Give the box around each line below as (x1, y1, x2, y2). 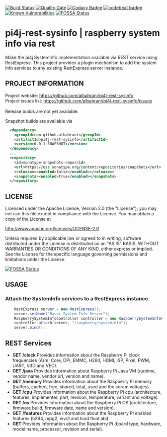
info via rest (5, 38, 55, 49)
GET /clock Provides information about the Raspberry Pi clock (12, 352, 140, 358)
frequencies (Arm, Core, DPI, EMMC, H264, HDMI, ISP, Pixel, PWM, (12, 357, 151, 363)
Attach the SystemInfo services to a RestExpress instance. (5, 295, 150, 302)
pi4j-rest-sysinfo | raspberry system (5, 27, 160, 39)
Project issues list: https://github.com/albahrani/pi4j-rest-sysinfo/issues (5, 97, 153, 104)
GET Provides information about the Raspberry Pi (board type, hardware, (12, 421, 162, 427)
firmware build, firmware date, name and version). (12, 405, 115, 411)
